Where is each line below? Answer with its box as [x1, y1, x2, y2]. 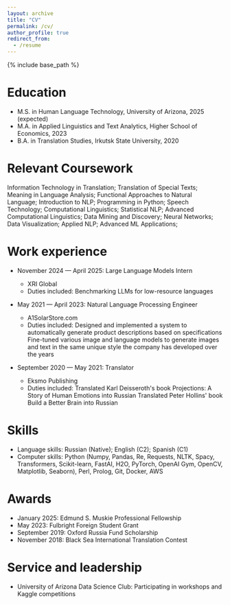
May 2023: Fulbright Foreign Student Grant [16, 521, 139, 529]
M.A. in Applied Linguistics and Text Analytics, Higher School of [16, 121, 198, 130]
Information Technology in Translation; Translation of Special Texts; [7, 183, 198, 191]
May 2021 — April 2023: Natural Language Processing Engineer [16, 300, 198, 309]
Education [7, 85, 67, 100]
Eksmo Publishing [27, 377, 78, 385]
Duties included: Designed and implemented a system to [27, 320, 187, 329]
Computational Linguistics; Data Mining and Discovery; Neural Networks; [7, 212, 214, 220]
